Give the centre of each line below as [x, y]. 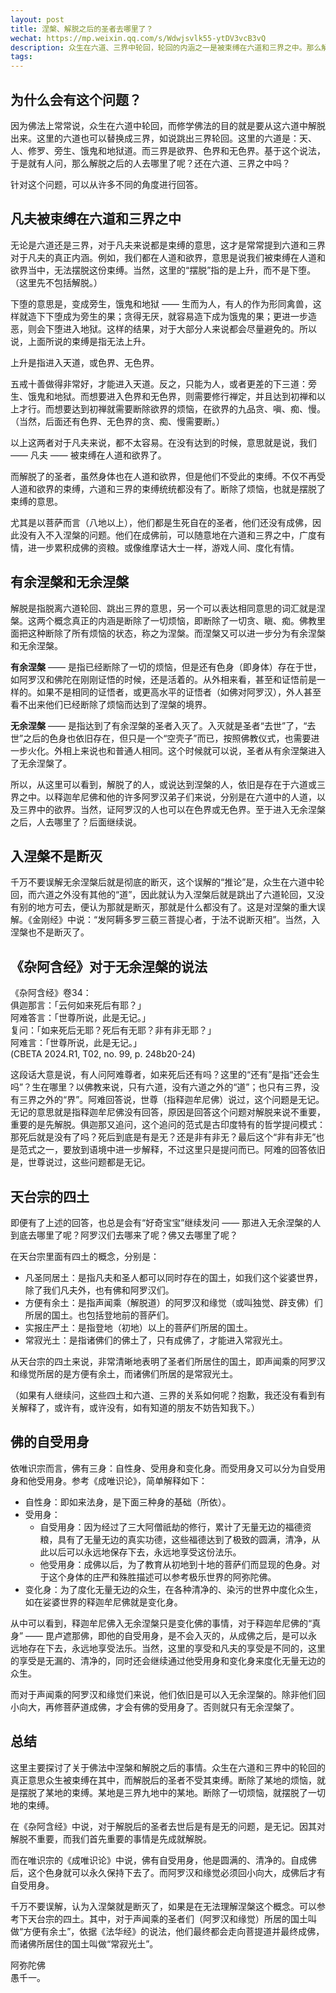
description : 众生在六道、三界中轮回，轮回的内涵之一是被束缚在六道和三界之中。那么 [166, 47]
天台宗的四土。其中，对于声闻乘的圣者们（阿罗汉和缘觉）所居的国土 [167, 1918]
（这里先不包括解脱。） [56, 282]
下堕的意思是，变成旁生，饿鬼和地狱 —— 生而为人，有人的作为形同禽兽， [161, 303]
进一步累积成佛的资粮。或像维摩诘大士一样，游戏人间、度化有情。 [163, 547]
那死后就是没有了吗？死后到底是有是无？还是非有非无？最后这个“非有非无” [163, 1137]
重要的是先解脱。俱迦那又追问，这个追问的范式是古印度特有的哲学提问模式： [168, 1125]
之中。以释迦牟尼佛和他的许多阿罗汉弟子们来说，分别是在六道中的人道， [167, 797]
